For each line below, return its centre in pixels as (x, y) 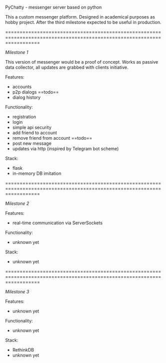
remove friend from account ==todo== (52, 138)
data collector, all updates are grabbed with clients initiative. (67, 67)
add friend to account (35, 133)
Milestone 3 (17, 292)
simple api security (32, 127)
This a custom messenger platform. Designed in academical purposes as (80, 17)
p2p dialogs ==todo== (35, 92)
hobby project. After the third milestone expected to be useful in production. (83, 22)
